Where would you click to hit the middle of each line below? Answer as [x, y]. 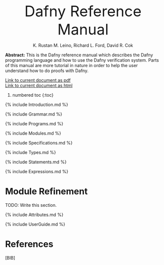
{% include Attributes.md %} [34, 215]
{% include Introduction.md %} [37, 105]
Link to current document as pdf [38, 80]
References [29, 244]
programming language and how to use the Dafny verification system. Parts [82, 60]
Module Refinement [46, 191]
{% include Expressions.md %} [37, 171]
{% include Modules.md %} [33, 133]
